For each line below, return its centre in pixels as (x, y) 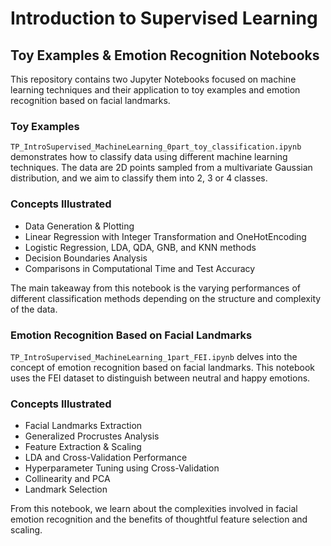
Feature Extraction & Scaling (83, 447)
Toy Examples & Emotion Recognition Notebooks (165, 55)
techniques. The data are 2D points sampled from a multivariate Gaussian (161, 168)
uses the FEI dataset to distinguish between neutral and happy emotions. (160, 378)
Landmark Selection (66, 489)
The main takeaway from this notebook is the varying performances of (155, 288)
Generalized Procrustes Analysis (92, 436)
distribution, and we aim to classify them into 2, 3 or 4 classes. (139, 178)
